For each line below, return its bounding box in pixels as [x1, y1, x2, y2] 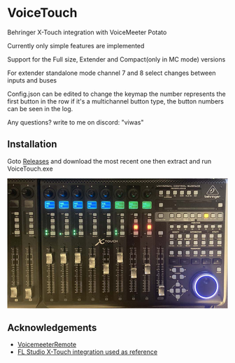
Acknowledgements [7, 322, 97, 334]
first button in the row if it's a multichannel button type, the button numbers [7, 97, 224, 106]
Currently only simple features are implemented [7, 41, 145, 50]
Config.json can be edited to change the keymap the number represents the [7, 90, 226, 98]
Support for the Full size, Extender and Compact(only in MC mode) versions [7, 55, 226, 64]
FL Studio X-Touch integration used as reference [17, 348, 158, 356]
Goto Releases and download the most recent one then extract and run [7, 157, 212, 165]
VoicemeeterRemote [17, 341, 77, 349]
